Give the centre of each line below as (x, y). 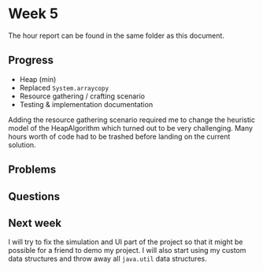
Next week (35, 223)
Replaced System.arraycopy (64, 87)
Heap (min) (38, 79)
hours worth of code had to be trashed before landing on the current (119, 136)
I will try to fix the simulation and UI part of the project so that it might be (126, 242)
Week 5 (33, 14)
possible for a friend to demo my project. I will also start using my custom (127, 251)
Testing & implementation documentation (86, 104)
